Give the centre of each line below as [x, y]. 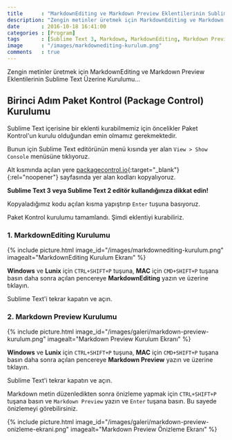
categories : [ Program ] [41, 33]
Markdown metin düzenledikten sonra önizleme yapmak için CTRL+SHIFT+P [112, 394]
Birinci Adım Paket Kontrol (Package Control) [106, 101]
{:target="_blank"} [153, 169]
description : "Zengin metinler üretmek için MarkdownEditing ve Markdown [116, 20]
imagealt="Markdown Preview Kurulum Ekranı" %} [119, 339]
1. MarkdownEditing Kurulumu [59, 235]
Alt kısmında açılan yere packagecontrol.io [67, 169]
